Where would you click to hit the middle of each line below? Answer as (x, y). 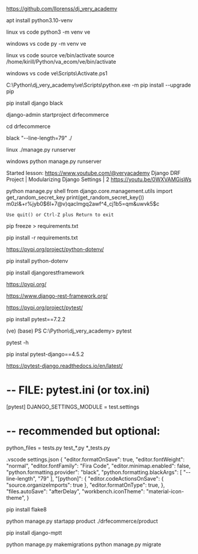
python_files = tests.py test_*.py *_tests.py (58, 448)
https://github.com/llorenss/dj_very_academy (62, 9)
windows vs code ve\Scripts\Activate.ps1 (57, 73)
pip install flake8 (26, 509)
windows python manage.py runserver (54, 161)
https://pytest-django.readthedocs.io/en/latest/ (64, 366)
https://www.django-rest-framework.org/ (57, 296)
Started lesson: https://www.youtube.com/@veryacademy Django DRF (94, 173)
